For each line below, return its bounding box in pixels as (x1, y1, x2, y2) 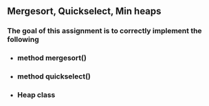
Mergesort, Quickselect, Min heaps (7, 6, 162, 17)
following (7, 34, 39, 44)
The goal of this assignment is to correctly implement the (7, 26, 202, 36)
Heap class (16, 90, 56, 100)
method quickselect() (16, 72, 91, 81)
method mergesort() (16, 53, 87, 63)
